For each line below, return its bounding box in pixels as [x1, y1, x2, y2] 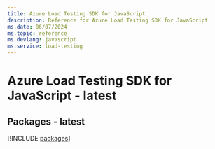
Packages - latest [7, 115, 85, 127]
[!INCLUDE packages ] [7, 134, 71, 142]
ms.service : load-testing [7, 43, 83, 50]
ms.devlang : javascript [7, 36, 77, 43]
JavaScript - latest [7, 88, 117, 104]
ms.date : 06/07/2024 [7, 23, 68, 30]
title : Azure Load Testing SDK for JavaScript [7, 10, 146, 17]
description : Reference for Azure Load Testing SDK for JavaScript [7, 17, 209, 24]
